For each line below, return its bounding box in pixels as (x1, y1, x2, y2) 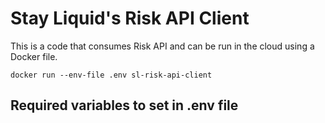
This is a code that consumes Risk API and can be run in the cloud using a (10, 40, 315, 52)
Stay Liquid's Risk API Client (10, 7, 250, 30)
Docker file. (10, 50, 58, 62)
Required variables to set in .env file (10, 97, 239, 114)
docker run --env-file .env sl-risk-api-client (10, 70, 213, 80)
